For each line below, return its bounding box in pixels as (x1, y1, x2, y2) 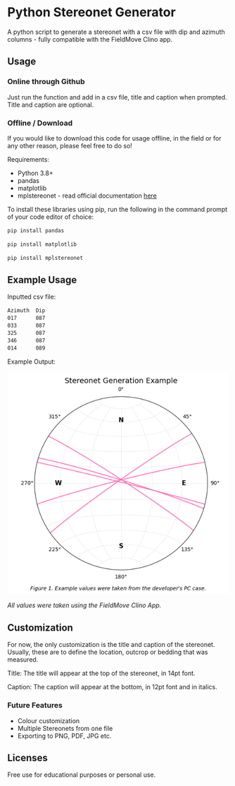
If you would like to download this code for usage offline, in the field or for (7, 133, 222, 142)
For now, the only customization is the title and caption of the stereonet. (7, 641, 215, 649)
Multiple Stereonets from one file (17, 724, 113, 732)
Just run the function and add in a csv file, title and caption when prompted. (7, 93, 227, 101)
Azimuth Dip (7, 307, 46, 314)
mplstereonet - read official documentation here (17, 191, 157, 200)
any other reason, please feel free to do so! (7, 141, 132, 150)
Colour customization (17, 716, 80, 725)
